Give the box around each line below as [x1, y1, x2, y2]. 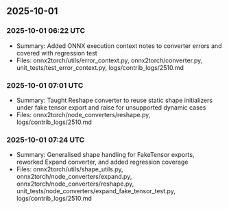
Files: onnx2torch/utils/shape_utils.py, [16, 165, 124, 173]
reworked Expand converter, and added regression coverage [16, 158, 189, 167]
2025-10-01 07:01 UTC [6, 80, 84, 90]
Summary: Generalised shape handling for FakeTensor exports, [16, 151, 195, 159]
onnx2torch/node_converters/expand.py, [16, 173, 132, 181]
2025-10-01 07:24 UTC [6, 135, 85, 145]
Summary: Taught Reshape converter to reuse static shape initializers [16, 96, 213, 104]
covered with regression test [16, 49, 97, 57]
